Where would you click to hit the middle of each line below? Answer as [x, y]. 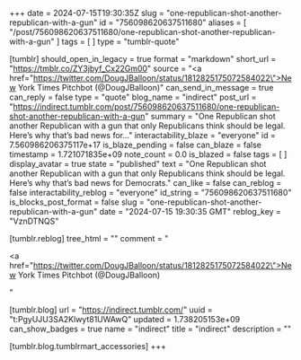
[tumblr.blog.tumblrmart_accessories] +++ [88, 346]
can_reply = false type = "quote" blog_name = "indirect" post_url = [133, 97]
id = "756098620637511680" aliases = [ [173, 22]
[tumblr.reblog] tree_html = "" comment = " [89, 238]
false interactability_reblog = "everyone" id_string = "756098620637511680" [150, 193]
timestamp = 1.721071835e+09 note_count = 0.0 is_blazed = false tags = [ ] [148, 154]
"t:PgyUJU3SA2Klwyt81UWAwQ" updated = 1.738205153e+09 [125, 319]
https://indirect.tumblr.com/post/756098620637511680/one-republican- [146, 106]
